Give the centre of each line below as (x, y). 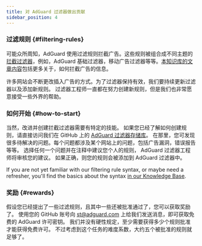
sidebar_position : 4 (32, 17)
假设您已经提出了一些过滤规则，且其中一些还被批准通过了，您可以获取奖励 (98, 207)
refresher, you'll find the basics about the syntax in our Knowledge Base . (96, 176)
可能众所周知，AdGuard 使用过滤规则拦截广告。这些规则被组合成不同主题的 (100, 53)
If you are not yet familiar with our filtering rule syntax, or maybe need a (95, 170)
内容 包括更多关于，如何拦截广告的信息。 (61, 68)
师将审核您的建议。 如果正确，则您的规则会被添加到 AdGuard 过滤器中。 (96, 158)
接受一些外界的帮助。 (38, 96)
